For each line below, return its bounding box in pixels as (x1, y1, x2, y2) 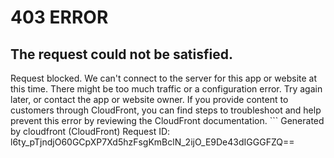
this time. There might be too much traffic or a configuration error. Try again (10, 83, 323, 95)
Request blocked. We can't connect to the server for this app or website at (10, 72, 318, 84)
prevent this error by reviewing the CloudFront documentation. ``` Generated (10, 115, 325, 126)
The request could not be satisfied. (10, 46, 233, 63)
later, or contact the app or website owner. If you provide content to (10, 94, 289, 105)
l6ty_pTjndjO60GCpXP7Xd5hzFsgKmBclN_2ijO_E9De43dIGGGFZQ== (10, 136, 295, 148)
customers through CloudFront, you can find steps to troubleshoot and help (10, 104, 322, 116)
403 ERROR (10, 6, 109, 29)
